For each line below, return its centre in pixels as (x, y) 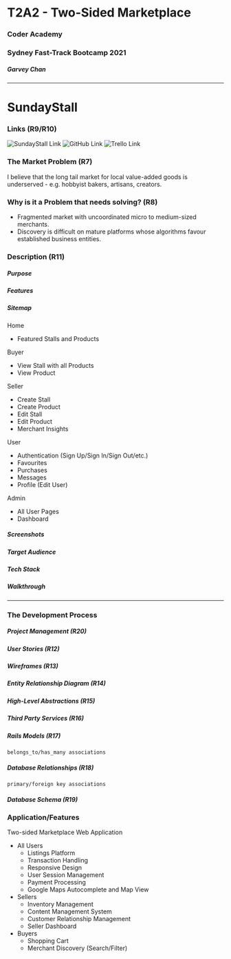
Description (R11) (36, 257)
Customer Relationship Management (79, 919)
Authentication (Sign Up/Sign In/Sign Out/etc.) (82, 455)
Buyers (27, 934)
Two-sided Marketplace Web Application (65, 832)
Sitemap (20, 308)
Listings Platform (51, 853)
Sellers (27, 897)
